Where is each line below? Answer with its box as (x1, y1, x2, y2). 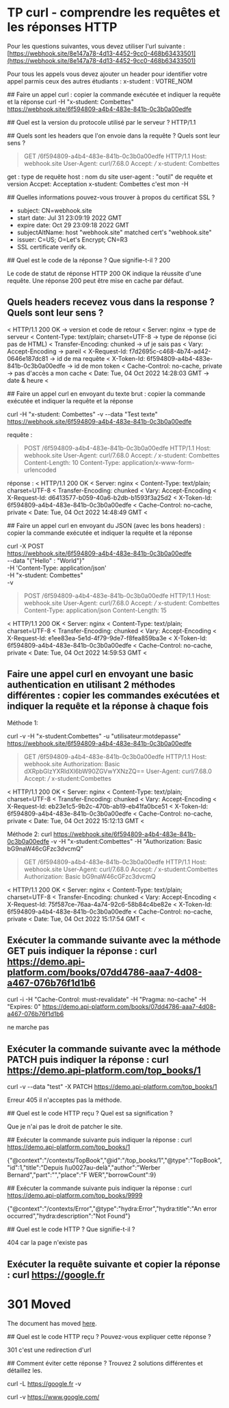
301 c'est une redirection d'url (7, 1346, 92, 1354)
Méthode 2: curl (7, 830, 53, 838)
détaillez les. (7, 1366, 43, 1374)
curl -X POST (7, 542, 44, 550)
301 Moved (7, 1296, 72, 1312)
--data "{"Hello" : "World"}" (7, 556, 85, 564)
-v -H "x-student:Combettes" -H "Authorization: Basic (51, 837, 203, 845)
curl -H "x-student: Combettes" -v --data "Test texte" (7, 410, 159, 418)
